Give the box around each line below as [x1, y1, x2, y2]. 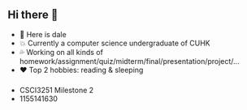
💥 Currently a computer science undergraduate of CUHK [19, 38, 210, 48]
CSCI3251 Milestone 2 [19, 85, 94, 95]
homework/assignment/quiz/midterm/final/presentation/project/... [19, 56, 240, 66]
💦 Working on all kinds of [19, 47, 103, 57]
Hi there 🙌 [7, 8, 58, 22]
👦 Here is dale [19, 29, 67, 39]
